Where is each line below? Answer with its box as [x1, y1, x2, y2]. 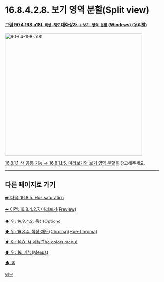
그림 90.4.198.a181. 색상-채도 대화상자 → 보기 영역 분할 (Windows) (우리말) [5, 21, 147, 27]
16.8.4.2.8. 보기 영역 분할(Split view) [5, 4, 150, 16]
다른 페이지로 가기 [5, 181, 56, 189]
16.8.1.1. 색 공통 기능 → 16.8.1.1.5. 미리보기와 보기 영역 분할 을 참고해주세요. [5, 161, 145, 166]
